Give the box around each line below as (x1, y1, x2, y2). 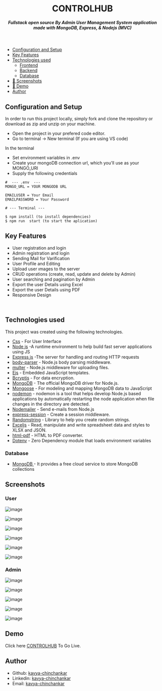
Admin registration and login (12, 250, 70, 256)
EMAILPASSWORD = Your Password (5, 197, 69, 202)
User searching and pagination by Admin (12, 276, 95, 282)
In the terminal (5, 145, 34, 151)
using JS (12, 348, 30, 354)
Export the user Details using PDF (12, 287, 81, 292)
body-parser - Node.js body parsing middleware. (12, 359, 112, 365)
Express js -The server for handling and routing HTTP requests (12, 354, 139, 360)
